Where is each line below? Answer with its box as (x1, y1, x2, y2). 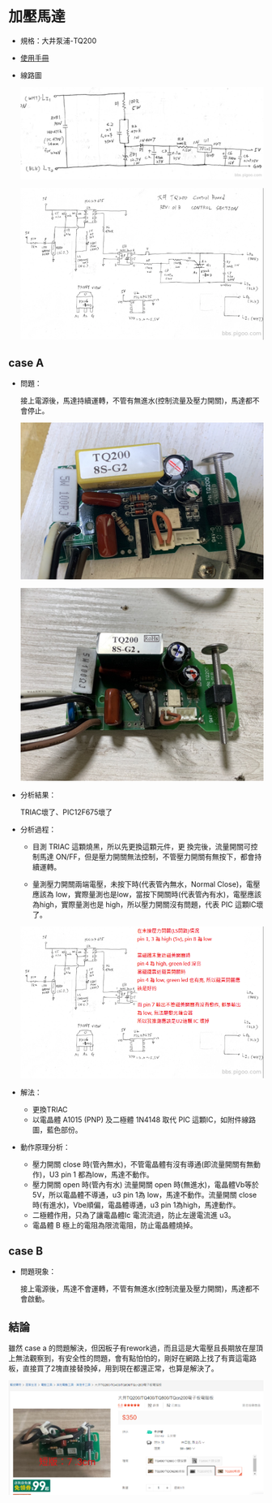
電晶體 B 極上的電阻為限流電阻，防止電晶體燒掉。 (32, 1220, 198, 1230)
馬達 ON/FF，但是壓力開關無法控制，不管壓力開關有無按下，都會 (39, 852, 255, 862)
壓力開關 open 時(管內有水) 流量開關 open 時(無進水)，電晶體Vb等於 (32, 1179, 259, 1190)
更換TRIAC (32, 1104, 68, 1114)
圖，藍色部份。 (32, 1125, 83, 1134)
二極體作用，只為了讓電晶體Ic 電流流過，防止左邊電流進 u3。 (32, 1210, 236, 1220)
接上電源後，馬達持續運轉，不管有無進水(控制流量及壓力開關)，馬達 (19, 395, 246, 405)
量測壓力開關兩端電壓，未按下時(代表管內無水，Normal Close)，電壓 (32, 879, 261, 889)
